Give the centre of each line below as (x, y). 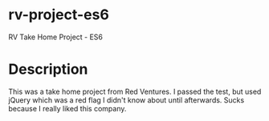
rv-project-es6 (59, 15)
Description (48, 69)
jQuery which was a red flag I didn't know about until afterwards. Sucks (126, 100)
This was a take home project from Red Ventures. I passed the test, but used (135, 91)
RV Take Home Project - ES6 (55, 37)
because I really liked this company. (67, 108)
